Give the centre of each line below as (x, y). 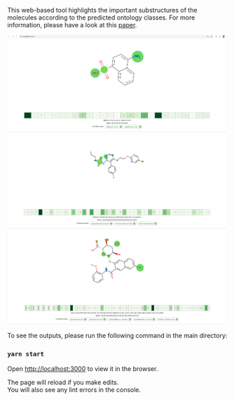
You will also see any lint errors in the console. (74, 390)
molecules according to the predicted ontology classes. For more (101, 17)
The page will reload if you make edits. (63, 382)
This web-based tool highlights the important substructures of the (102, 10)
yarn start (26, 354)
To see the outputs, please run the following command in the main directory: (117, 336)
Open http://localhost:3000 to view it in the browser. (83, 369)
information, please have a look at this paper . (72, 25)
